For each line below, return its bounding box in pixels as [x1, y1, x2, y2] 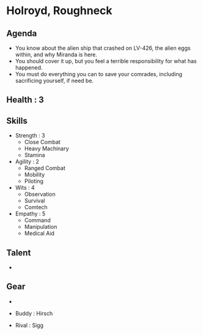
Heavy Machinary [24, 145, 69, 152]
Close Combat [24, 139, 61, 146]
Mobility [24, 171, 45, 179]
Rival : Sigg [15, 322, 44, 329]
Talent [6, 247, 31, 258]
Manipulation [24, 223, 57, 231]
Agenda [6, 28, 37, 39]
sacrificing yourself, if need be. [15, 77, 94, 84]
